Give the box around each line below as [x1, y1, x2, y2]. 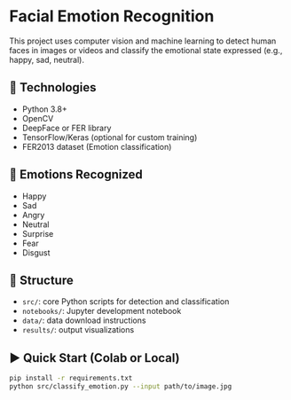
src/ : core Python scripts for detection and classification [21, 296, 230, 307]
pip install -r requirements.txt [9, 374, 133, 383]
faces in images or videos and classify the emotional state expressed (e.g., [9, 44, 283, 55]
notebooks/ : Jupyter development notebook [21, 306, 182, 317]
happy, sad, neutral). [9, 54, 84, 65]
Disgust [21, 247, 51, 258]
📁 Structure [9, 272, 74, 287]
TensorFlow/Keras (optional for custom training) [21, 131, 198, 143]
